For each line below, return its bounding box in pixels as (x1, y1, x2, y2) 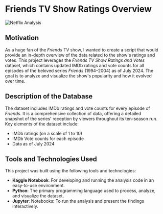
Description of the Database (5, 92, 93, 101)
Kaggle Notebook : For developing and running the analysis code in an (12, 177, 154, 183)
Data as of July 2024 (12, 141, 55, 146)
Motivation (5, 34, 39, 42)
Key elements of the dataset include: (5, 121, 79, 127)
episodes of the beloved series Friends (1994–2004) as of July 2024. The (5, 68, 154, 73)
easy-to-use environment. (12, 183, 65, 189)
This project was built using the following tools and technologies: (5, 168, 136, 174)
